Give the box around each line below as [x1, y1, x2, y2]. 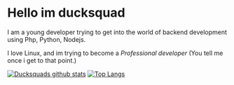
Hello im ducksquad [7, 5, 125, 21]
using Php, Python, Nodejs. [7, 35, 86, 43]
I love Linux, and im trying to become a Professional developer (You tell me [7, 49, 223, 57]
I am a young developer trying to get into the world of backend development [7, 28, 228, 36]
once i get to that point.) [7, 56, 77, 64]
